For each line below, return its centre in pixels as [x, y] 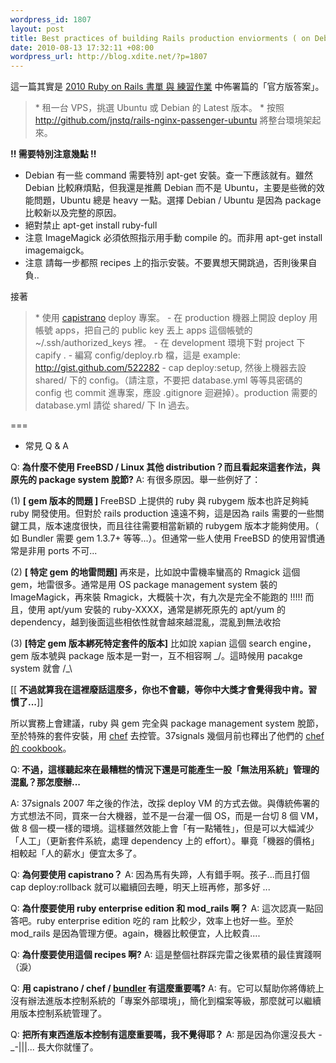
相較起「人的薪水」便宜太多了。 [76, 853]
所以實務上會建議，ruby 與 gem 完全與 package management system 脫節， [167, 723]
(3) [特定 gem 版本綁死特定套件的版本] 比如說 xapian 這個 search [144, 643]
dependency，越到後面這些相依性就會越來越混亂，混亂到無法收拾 [146, 622]
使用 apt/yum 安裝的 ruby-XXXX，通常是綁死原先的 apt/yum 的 [156, 610]
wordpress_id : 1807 [51, 19]
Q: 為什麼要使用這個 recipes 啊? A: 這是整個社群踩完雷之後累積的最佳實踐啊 [166, 955]
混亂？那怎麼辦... [46, 782]
